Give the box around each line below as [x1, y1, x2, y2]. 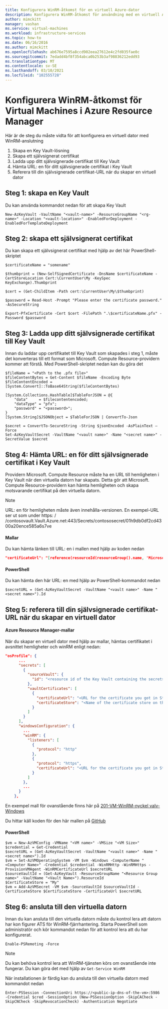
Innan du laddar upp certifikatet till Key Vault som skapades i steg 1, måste [5, 350, 158, 356]
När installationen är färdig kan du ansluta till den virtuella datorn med [5, 975, 149, 981]
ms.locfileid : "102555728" [5, 73, 61, 78]
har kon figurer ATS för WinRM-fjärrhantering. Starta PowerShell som [5, 921, 147, 928]
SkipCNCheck [5, 999, 30, 1004]
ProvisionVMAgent [5, 867, 41, 872]
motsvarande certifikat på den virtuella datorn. [5, 488, 101, 494]
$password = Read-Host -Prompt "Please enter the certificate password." [5, 298, 162, 303]
